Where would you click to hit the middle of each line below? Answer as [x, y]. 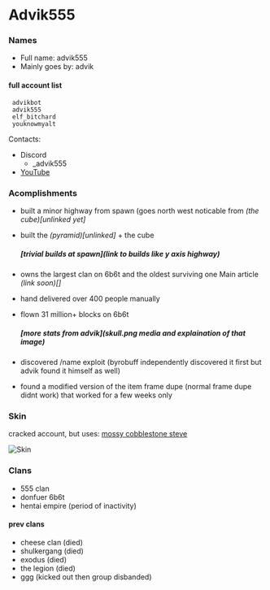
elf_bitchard [34, 117]
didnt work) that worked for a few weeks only [96, 395]
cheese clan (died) [52, 542]
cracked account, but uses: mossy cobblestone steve [98, 434]
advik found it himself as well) [70, 371]
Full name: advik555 [54, 58]
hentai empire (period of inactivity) [78, 505]
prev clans [26, 524]
